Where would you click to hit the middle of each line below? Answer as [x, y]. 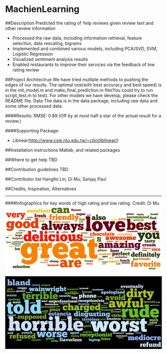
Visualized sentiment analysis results [50, 59]
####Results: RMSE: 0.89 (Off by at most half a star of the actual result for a [83, 115]
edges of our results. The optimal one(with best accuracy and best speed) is [83, 85]
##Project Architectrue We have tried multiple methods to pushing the [77, 79]
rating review [26, 70]
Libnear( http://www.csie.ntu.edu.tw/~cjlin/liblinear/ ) [65, 140]
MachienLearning [42, 9]
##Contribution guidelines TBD [37, 169]
